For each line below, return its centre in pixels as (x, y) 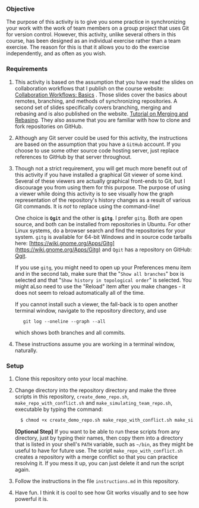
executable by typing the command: (59, 409)
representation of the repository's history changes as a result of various (103, 200)
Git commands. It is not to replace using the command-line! (87, 206)
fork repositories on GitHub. (49, 126)
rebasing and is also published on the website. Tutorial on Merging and (101, 113)
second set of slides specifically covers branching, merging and (93, 107)
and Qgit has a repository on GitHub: (147, 250)
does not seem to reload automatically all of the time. (80, 292)
